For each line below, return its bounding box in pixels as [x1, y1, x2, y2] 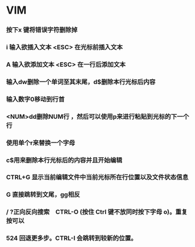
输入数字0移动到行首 [6, 95, 65, 103]
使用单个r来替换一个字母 [6, 138, 75, 147]
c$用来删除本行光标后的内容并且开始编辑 [6, 156, 123, 164]
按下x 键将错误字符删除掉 [6, 26, 78, 34]
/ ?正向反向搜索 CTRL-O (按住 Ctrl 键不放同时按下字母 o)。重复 [6, 208, 188, 216]
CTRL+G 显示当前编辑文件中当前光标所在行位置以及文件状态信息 [6, 173, 189, 181]
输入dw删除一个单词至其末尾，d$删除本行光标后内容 [6, 77, 156, 86]
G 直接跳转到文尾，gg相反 [6, 190, 81, 199]
